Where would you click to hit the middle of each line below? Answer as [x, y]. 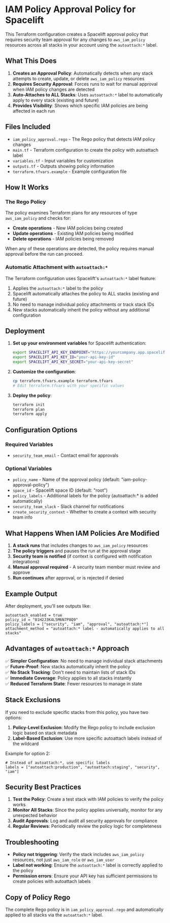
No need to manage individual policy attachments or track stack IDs [83, 304]
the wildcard [26, 743]
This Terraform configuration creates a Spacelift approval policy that [77, 34]
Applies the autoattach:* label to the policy [58, 288]
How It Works [27, 187]
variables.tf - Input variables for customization [63, 160]
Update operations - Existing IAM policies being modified [73, 233]
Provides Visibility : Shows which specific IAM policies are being [80, 106]
